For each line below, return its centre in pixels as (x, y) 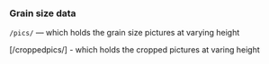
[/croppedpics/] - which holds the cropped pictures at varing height (135, 50)
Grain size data (43, 13)
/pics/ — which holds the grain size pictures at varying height (125, 33)
